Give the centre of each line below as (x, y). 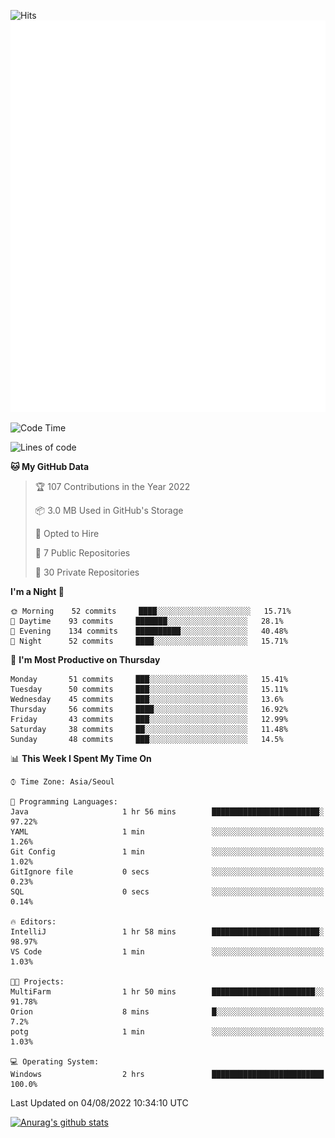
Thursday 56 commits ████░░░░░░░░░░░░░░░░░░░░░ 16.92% (149, 710)
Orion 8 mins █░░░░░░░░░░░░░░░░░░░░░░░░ (167, 1012)
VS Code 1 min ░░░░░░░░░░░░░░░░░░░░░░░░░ (167, 952)
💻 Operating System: (55, 1062)
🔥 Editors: (33, 922)
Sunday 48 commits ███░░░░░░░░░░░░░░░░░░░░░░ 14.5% (147, 740)
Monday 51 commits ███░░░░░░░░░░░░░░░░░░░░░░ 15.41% (149, 680)
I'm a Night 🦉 (37, 592)
